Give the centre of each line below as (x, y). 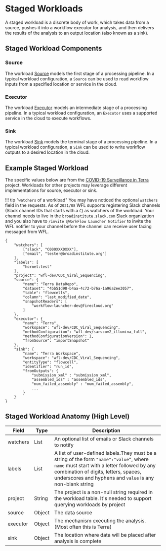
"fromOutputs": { (41, 371)
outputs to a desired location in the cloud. (47, 152)
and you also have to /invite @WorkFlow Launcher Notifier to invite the (78, 221)
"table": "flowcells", (46, 293)
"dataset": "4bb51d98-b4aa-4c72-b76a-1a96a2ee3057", (78, 289)
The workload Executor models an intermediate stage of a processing (76, 108)
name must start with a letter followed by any (105, 465)
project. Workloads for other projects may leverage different (66, 185)
